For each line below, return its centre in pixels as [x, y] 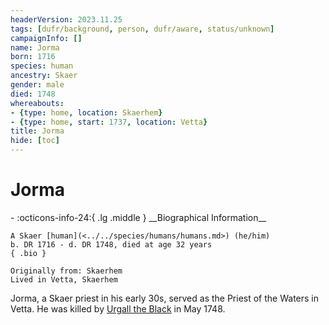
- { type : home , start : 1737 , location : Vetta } [109, 122]
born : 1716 [33, 57]
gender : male [37, 85]
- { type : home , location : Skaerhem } [86, 112]
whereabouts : [37, 103]
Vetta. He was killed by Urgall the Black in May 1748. [118, 308]
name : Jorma [35, 47]
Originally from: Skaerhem [66, 271]
